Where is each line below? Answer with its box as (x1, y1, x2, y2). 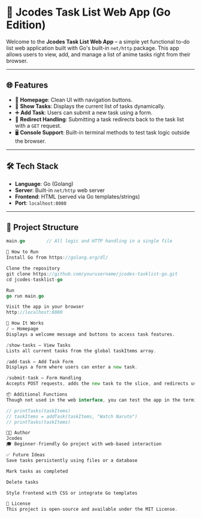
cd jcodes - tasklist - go (6, 276, 63, 283)
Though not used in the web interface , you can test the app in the (6, 397, 181, 403)
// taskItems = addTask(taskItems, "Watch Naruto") (6, 414, 138, 420)
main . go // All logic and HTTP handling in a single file (6, 238, 172, 244)
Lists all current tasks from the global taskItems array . (6, 348, 157, 354)
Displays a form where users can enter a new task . (6, 364, 138, 370)
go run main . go (6, 293, 44, 299)
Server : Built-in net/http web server (14, 186, 105, 194)
